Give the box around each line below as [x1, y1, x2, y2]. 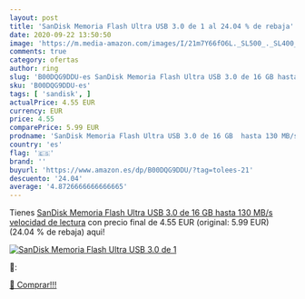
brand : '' [9, 156, 47, 166]
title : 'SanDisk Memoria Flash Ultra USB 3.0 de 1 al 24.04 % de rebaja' [9, 22, 295, 31]
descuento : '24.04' [9, 174, 84, 183]
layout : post [9, 13, 59, 23]
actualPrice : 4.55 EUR [9, 97, 95, 107]
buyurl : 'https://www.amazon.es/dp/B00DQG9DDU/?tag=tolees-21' [9, 165, 254, 174]
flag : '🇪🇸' [9, 148, 54, 157]
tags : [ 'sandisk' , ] [9, 89, 92, 98]
